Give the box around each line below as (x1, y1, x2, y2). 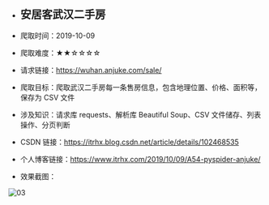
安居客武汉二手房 (19, 7, 106, 22)
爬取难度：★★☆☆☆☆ (19, 48, 101, 58)
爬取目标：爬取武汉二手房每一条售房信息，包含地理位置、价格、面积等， (19, 82, 262, 92)
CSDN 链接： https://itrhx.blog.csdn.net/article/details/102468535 (19, 137, 239, 147)
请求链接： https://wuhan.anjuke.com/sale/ (19, 65, 162, 75)
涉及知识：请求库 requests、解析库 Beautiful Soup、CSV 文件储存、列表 (19, 109, 262, 119)
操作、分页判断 (19, 120, 70, 130)
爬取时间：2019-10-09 (19, 31, 96, 41)
